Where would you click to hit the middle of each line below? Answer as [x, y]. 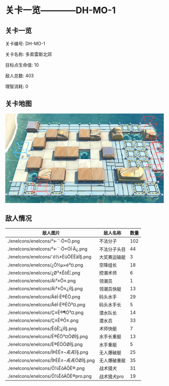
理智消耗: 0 [17, 86]
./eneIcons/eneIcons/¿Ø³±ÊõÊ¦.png [44, 273]
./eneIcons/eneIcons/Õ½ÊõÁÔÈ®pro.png [50, 376]
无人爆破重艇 [112, 360]
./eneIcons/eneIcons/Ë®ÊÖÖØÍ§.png [45, 344]
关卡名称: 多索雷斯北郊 [28, 54]
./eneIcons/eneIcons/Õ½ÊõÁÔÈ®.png [46, 368]
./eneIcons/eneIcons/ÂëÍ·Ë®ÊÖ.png [44, 297]
